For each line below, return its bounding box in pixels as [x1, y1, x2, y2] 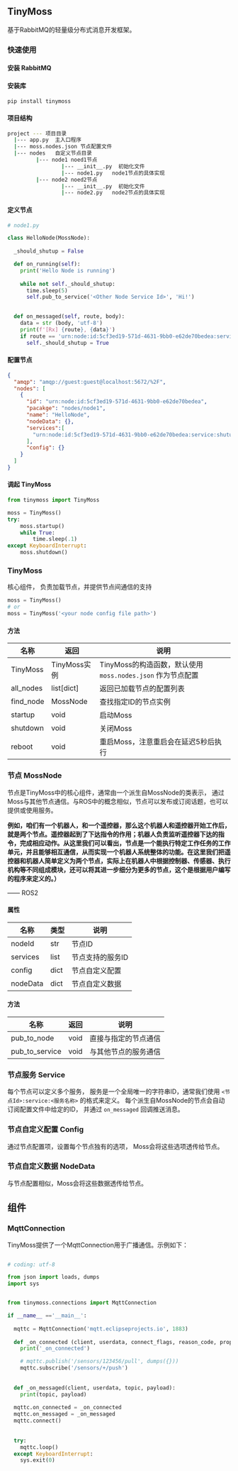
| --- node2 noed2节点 [35, 176, 98, 183]
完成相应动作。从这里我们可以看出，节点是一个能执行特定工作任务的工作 [19, 839, 231, 847]
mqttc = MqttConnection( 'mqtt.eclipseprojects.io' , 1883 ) [13, 1325, 189, 1333]
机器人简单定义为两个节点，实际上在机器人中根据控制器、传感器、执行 [25, 856, 231, 865]
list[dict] [51, 683, 79, 693]
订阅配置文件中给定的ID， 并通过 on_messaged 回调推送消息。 [7, 1105, 184, 1113]
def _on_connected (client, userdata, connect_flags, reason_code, [13, 1338, 217, 1345]
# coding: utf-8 [7, 1261, 55, 1268]
